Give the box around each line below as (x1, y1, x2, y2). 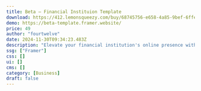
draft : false (6, 75, 39, 81)
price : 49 (6, 25, 31, 32)
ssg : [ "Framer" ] (6, 48, 47, 54)
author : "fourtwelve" (6, 31, 60, 37)
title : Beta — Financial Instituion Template (6, 8, 121, 15)
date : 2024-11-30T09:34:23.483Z (6, 37, 87, 43)
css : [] (6, 53, 26, 59)
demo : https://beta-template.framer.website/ (6, 20, 121, 26)
